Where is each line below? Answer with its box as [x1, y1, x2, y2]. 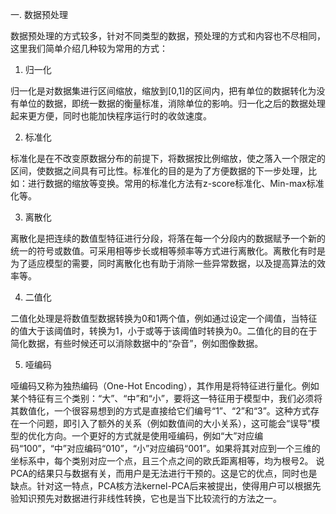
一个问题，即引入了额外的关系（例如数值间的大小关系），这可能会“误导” [18, 418, 312, 429]
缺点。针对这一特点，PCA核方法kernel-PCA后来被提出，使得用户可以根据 [10, 480, 313, 492]
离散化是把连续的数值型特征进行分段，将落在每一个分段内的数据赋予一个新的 [10, 233, 326, 244]
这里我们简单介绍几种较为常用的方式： [10, 43, 168, 54]
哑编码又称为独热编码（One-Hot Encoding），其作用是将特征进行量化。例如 [10, 380, 320, 392]
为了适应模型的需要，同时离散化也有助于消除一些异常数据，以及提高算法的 [10, 258, 317, 269]
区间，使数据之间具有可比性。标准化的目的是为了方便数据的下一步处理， [10, 165, 308, 177]
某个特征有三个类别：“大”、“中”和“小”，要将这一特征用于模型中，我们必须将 [10, 393, 323, 404]
